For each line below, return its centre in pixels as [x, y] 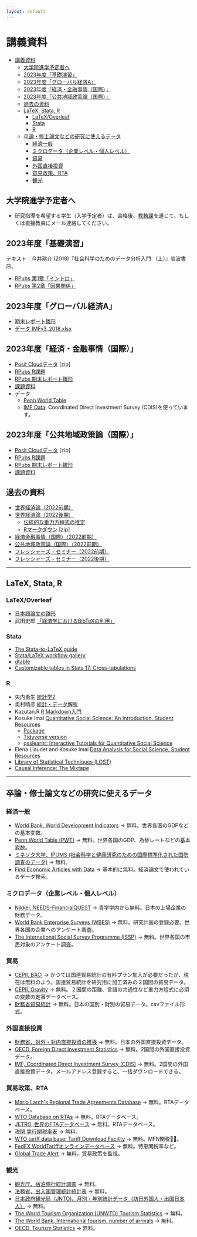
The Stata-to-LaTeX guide [46, 649]
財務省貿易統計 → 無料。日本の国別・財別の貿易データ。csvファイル [97, 1004]
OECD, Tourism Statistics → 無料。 [56, 1228]
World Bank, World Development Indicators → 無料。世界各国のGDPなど [102, 825]
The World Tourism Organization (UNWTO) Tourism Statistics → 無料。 [100, 1213]
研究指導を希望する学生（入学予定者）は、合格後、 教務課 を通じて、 [97, 216]
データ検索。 [35, 877]
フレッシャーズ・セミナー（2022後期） [62, 559]
